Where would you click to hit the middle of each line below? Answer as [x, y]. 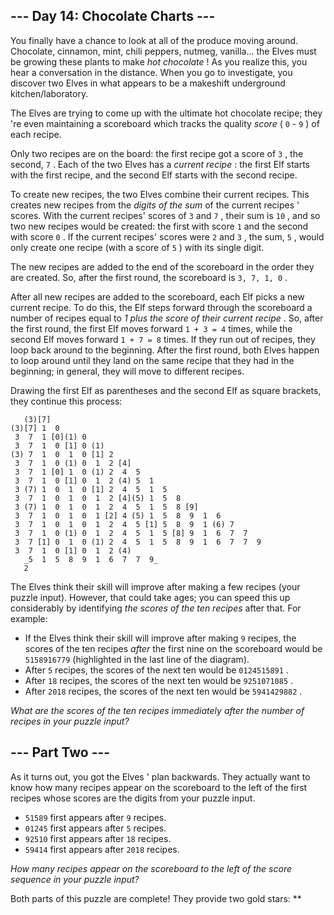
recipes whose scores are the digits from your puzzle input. [133, 798]
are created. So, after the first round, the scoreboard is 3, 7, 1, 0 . [149, 277]
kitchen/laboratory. [49, 93]
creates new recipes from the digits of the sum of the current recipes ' [155, 205]
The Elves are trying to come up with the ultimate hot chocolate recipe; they [166, 113]
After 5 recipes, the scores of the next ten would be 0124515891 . [156, 670]
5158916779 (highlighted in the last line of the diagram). [137, 659]
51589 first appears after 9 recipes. [95, 817]
